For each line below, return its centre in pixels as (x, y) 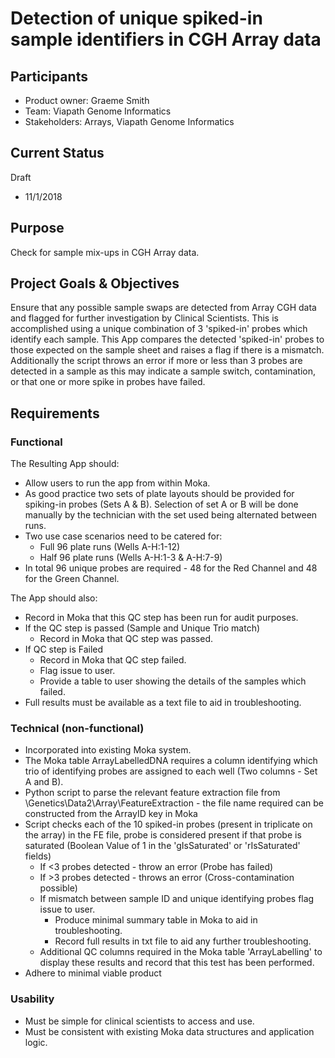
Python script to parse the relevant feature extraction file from (152, 793)
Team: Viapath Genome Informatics (98, 111)
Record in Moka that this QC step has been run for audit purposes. (161, 618)
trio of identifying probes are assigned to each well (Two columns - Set (171, 771)
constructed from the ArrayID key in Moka (111, 814)
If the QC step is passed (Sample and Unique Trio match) (142, 628)
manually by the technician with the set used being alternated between (171, 515)
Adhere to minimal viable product (93, 973)
